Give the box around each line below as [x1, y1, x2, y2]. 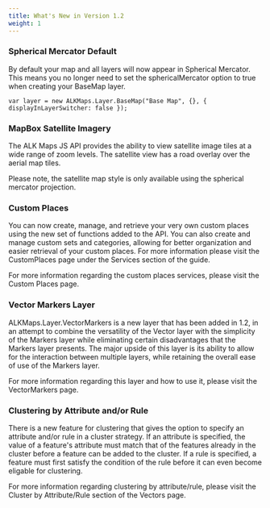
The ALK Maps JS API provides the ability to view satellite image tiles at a [8, 141, 252, 151]
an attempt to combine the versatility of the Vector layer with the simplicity [8, 326, 255, 335]
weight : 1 [8, 19, 42, 27]
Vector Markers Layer [8, 299, 95, 310]
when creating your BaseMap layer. [8, 81, 127, 91]
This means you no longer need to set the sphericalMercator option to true [8, 73, 256, 82]
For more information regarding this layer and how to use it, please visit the [8, 376, 258, 385]
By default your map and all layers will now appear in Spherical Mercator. [8, 64, 251, 73]
